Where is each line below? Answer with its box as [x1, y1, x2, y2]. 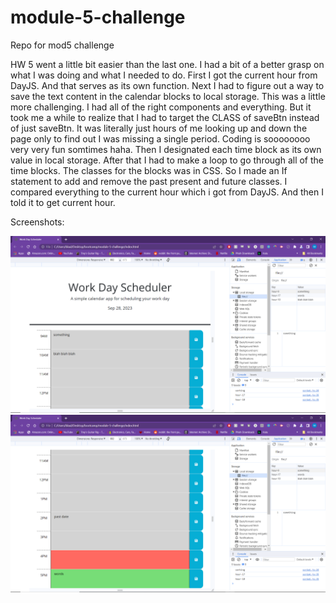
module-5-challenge [10, 6, 186, 29]
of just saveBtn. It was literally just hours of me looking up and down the [10, 122, 308, 134]
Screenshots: [10, 216, 65, 228]
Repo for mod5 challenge [10, 39, 115, 51]
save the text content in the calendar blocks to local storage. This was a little [10, 90, 326, 102]
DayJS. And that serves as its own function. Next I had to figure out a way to [10, 79, 325, 91]
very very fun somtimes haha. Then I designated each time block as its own [10, 143, 322, 155]
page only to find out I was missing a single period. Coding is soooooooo [10, 132, 311, 145]
